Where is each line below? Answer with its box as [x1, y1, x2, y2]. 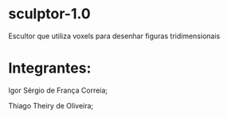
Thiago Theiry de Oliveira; [8, 100, 94, 110]
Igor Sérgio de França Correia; [8, 85, 108, 95]
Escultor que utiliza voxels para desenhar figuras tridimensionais [8, 31, 221, 41]
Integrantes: [8, 59, 92, 77]
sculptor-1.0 [8, 5, 91, 23]
